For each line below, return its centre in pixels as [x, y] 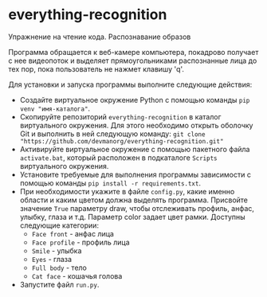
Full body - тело [59, 268]
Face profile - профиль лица [80, 242]
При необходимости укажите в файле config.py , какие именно [127, 191]
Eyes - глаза [52, 259]
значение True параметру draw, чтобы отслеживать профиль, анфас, [137, 208]
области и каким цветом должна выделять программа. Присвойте [134, 200]
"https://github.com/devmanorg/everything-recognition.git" [122, 141]
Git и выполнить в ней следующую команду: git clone [112, 134]
